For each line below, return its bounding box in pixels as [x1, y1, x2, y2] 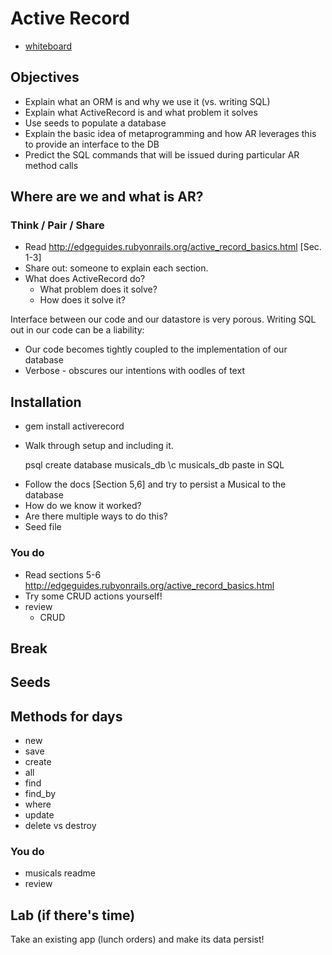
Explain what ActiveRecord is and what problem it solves [24, 106, 258, 118]
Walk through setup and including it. [24, 440, 174, 452]
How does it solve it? [39, 294, 126, 306]
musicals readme [24, 867, 97, 879]
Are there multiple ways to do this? [24, 510, 168, 522]
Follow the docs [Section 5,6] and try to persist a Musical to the [24, 478, 287, 491]
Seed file [24, 521, 62, 533]
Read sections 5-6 [24, 568, 102, 581]
